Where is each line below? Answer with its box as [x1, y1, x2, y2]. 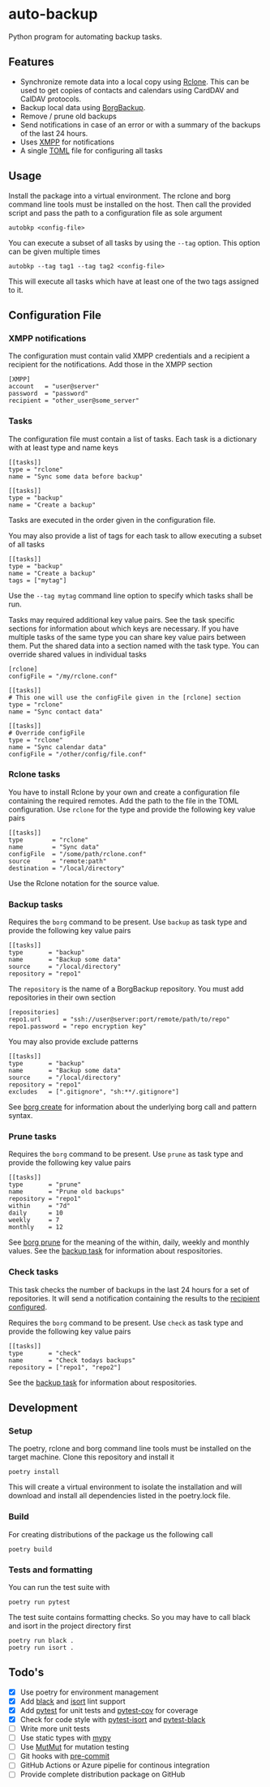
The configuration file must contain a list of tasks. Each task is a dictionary [8, 434, 257, 444]
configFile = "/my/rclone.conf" [8, 672, 118, 680]
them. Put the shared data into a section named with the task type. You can [8, 641, 259, 650]
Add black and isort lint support [19, 1696, 126, 1706]
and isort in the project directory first [8, 1621, 131, 1631]
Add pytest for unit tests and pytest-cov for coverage [19, 1705, 199, 1715]
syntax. [8, 1111, 33, 1121]
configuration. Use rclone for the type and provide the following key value [8, 804, 255, 814]
